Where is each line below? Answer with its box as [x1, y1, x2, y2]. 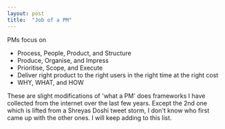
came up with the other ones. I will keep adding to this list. [7, 113, 172, 121]
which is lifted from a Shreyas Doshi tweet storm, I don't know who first [7, 106, 210, 115]
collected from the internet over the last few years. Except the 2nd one [7, 99, 208, 107]
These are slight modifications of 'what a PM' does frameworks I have [7, 91, 206, 100]
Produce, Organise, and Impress [17, 56, 109, 64]
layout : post [7, 10, 45, 17]
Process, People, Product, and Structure [17, 49, 132, 57]
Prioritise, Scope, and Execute [17, 63, 103, 72]
